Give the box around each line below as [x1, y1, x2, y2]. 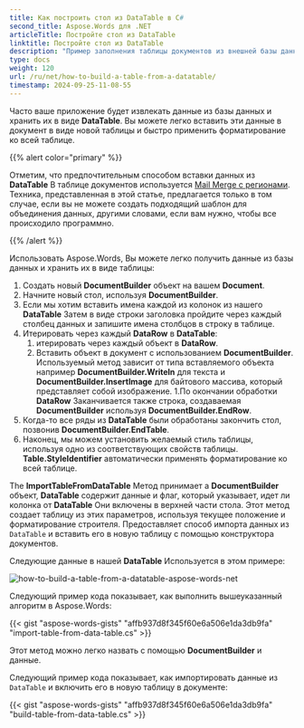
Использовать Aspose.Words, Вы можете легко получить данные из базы [9, 253, 294, 263]
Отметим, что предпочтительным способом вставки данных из [9, 169, 256, 180]
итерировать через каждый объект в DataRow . [35, 337, 219, 349]
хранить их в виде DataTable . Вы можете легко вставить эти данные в [9, 115, 282, 126]
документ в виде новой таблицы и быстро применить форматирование [9, 124, 287, 136]
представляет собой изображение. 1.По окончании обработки [35, 386, 278, 397]
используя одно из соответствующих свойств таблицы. [22, 443, 239, 454]
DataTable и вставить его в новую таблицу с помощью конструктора [9, 528, 274, 539]
